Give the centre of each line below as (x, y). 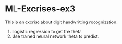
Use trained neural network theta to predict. (55, 36)
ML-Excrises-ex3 (40, 9)
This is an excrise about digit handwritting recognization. (61, 22)
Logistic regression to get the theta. (47, 31)
